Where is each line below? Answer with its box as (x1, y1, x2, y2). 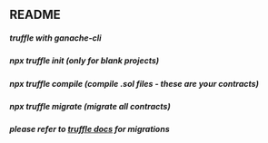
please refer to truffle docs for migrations (9, 124, 170, 135)
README (9, 7, 61, 23)
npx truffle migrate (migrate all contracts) (9, 101, 171, 112)
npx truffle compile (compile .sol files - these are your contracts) (9, 78, 259, 89)
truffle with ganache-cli (9, 32, 102, 43)
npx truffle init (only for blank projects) (9, 55, 160, 66)
